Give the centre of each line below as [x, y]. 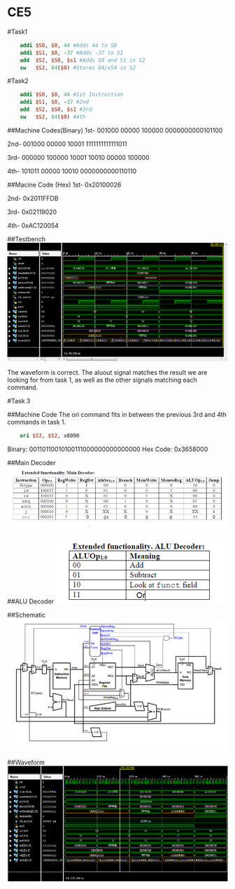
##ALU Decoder [31, 601]
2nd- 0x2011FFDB [33, 198]
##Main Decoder [31, 463]
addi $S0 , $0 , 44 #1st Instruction [72, 95]
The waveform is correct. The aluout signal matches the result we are [107, 373]
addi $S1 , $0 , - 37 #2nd [55, 102]
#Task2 [18, 81]
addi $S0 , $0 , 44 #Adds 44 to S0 [69, 45]
